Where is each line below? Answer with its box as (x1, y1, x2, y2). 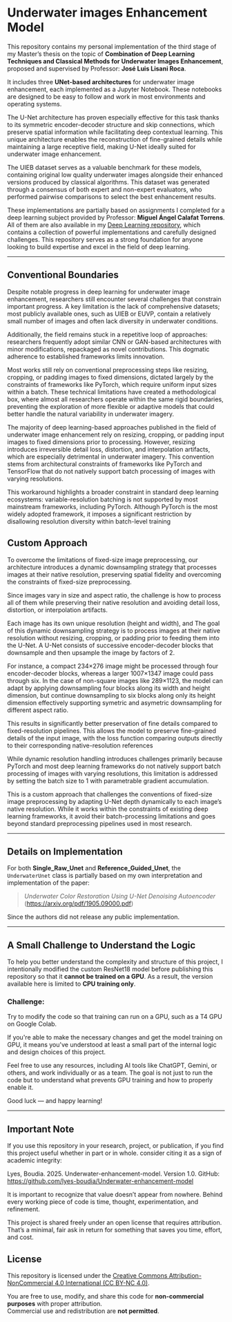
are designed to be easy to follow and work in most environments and (7, 92, 206, 101)
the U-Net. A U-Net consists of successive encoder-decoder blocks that (7, 641, 214, 649)
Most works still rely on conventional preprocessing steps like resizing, (7, 365, 209, 374)
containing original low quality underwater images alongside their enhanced (7, 171, 223, 179)
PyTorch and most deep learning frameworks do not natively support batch (7, 762, 221, 770)
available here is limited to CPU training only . (7, 979, 136, 988)
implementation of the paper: (7, 879, 90, 887)
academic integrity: (7, 1156, 62, 1165)
